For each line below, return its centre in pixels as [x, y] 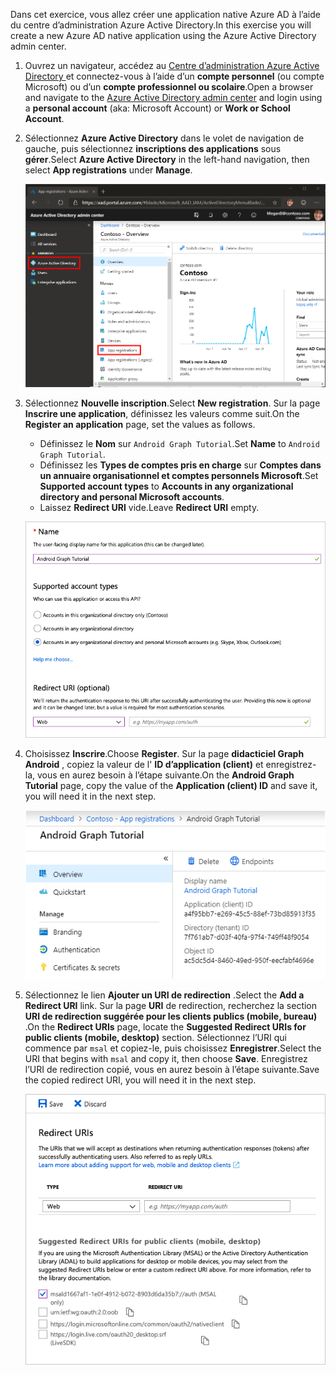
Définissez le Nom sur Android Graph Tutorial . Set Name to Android [179, 443]
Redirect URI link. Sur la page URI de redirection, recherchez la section [171, 1006]
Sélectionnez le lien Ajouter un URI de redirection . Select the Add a [164, 995]
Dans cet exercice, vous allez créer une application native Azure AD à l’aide [165, 14]
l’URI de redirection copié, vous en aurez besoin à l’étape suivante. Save [172, 1070]
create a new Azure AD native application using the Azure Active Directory [163, 35]
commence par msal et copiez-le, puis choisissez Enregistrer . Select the [173, 1048]
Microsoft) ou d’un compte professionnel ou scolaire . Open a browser [169, 87]
